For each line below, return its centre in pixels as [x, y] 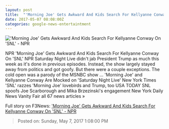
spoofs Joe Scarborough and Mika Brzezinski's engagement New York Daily [84, 91]
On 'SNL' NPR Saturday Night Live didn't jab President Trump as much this [82, 59]
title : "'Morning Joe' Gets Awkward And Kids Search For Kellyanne [78, 15]
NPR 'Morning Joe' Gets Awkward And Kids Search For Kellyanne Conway [82, 53]
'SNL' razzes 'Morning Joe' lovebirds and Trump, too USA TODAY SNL [78, 86]
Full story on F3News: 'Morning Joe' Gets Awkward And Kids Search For [80, 106]
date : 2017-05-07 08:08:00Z [35, 19]
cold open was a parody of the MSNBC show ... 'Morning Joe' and [74, 75]
